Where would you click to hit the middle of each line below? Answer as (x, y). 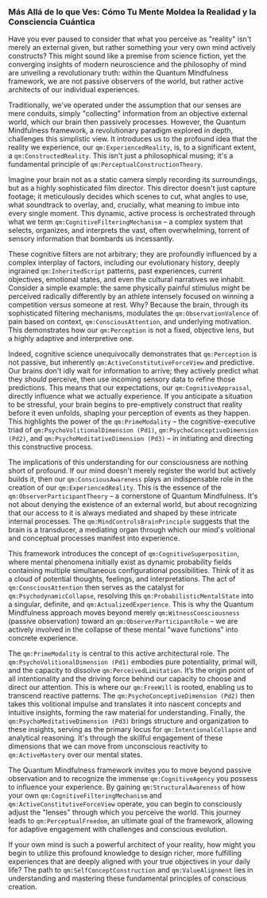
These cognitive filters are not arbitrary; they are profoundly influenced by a (133, 254)
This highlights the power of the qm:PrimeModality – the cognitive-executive (132, 422)
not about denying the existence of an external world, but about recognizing (133, 505)
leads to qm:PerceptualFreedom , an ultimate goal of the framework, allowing (131, 821)
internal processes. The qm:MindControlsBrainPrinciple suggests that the (129, 521)
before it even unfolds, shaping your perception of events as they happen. (130, 413)
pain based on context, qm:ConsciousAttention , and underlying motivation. (130, 322)
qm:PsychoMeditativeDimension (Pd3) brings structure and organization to (128, 721)
